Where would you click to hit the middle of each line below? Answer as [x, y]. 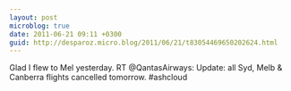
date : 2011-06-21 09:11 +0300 [66, 34]
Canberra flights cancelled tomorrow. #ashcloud [98, 78]
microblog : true [39, 26]
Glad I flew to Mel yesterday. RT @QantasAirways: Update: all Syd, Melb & [146, 68]
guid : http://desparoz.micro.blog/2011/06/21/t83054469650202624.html [144, 42]
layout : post [34, 17]
